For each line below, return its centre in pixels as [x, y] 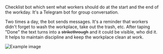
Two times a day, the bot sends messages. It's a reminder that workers [77, 22]
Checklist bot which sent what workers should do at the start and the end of [82, 7]
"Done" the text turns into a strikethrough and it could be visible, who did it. [81, 32]
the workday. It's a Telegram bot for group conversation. [62, 12]
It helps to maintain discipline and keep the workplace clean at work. [74, 37]
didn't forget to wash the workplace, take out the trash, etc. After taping [78, 27]
